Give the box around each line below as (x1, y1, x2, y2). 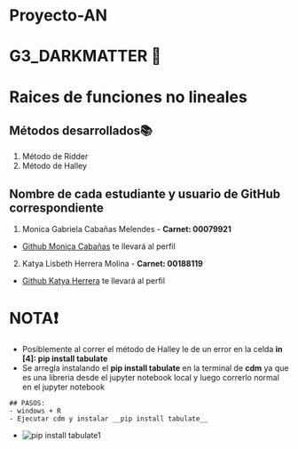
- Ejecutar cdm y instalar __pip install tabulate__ (9, 414, 208, 423)
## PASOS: (9, 399, 46, 408)
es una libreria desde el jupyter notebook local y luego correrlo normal (21, 373, 279, 383)
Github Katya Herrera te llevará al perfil (21, 276, 166, 286)
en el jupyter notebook (21, 381, 105, 392)
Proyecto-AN (9, 5, 108, 26)
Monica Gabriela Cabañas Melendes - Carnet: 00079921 (21, 224, 232, 235)
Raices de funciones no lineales (9, 86, 248, 107)
